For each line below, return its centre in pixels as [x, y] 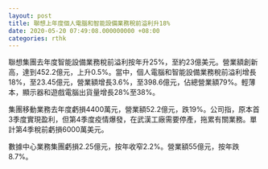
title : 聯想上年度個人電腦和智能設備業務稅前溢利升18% [89, 23]
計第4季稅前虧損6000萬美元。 [58, 130]
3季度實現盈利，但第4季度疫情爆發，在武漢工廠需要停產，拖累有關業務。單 [133, 120]
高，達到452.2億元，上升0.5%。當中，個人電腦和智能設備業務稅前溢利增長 [132, 72]
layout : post [30, 16]
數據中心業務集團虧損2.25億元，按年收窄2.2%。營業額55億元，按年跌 [124, 146]
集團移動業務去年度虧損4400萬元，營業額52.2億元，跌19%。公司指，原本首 [134, 109]
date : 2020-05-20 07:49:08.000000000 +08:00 [84, 31]
